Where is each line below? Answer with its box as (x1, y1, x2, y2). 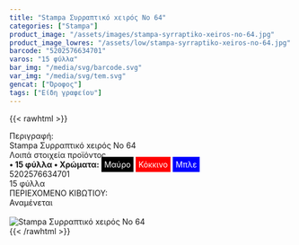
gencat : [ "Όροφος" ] (9, 80, 83, 89)
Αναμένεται (9, 197, 53, 207)
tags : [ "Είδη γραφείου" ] (9, 88, 102, 97)
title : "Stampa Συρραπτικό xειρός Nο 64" (9, 13, 167, 22)
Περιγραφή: (9, 130, 54, 141)
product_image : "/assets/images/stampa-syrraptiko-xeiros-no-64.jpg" (9, 30, 276, 39)
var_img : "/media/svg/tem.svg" (9, 72, 127, 81)
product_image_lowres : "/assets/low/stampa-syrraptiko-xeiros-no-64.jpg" (9, 38, 292, 48)
